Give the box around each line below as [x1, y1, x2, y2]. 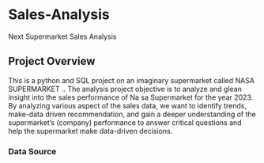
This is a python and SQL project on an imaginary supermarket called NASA [8, 75, 255, 85]
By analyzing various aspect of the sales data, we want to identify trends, [8, 100, 247, 110]
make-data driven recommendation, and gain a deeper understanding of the [8, 109, 257, 119]
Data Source [8, 146, 57, 157]
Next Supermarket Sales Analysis [8, 32, 117, 41]
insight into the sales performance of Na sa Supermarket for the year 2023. [8, 93, 254, 102]
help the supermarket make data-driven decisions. [8, 126, 173, 135]
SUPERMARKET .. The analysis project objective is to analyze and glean [8, 84, 243, 93]
